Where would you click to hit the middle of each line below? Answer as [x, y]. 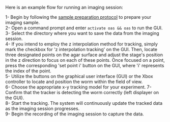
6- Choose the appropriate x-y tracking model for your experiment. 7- [78, 87]
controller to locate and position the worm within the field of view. [74, 82]
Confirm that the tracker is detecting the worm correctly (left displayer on [82, 92]
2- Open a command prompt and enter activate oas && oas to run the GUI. [84, 28]
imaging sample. [22, 23]
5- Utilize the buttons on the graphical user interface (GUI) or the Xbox [79, 76]
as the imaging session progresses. [42, 109]
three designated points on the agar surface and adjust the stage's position [84, 55]
